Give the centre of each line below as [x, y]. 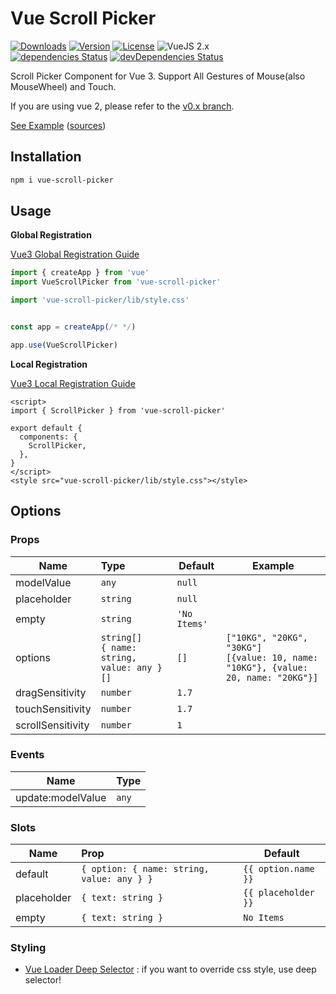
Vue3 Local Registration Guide [73, 383]
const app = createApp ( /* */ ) [73, 327]
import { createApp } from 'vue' [80, 273]
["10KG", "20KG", [266, 637]
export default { [46, 428]
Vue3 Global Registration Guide [75, 254]
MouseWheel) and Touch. [63, 86]
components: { [48, 437]
